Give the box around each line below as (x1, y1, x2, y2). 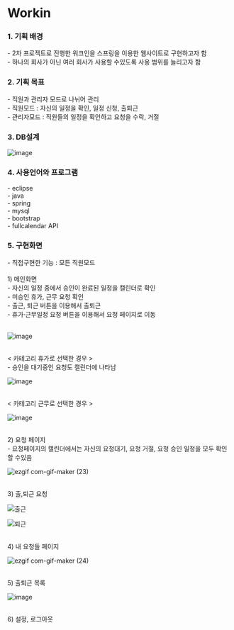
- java (7, 191, 25, 200)
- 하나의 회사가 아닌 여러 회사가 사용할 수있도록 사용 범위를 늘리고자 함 (7, 58, 201, 67)
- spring (7, 199, 30, 208)
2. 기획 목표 (7, 77, 45, 87)
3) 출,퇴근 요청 (7, 489, 48, 497)
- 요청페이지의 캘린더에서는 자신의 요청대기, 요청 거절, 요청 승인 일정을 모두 (7, 444, 215, 453)
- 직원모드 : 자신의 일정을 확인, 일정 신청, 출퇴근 (7, 103, 138, 112)
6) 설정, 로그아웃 (7, 614, 53, 623)
